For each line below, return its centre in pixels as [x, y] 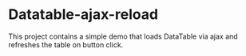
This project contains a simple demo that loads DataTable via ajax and [123, 36]
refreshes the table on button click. [66, 44]
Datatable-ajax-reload [83, 15]
